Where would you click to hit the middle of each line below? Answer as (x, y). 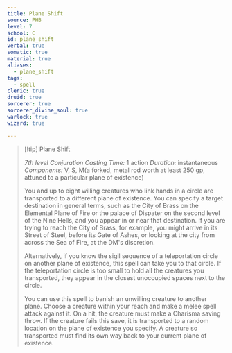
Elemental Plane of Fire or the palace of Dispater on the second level (122, 213)
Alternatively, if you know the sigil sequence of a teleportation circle (121, 256)
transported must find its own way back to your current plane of (115, 335)
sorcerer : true (29, 104)
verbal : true (26, 46)
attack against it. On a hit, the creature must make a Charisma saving (122, 313)
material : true (29, 59)
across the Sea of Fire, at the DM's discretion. (90, 242)
